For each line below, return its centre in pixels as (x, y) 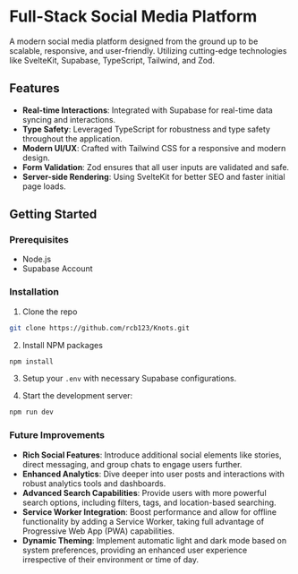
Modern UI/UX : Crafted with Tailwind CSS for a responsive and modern (154, 148)
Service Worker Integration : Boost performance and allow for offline (149, 511)
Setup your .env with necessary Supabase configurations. (129, 379)
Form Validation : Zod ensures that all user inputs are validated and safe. (155, 167)
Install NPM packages (62, 345)
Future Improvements (57, 435)
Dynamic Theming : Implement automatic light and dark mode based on (154, 540)
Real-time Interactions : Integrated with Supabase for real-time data (147, 110)
